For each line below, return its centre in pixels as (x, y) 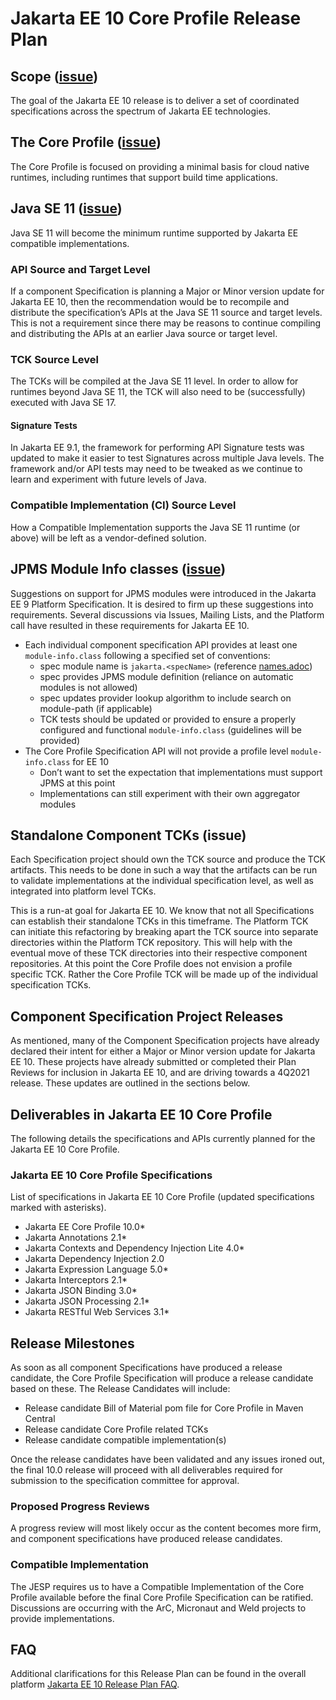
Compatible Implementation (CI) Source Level (123, 505)
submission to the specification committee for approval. (125, 1481)
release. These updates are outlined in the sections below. (130, 1083)
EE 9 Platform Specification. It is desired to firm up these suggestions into (162, 604)
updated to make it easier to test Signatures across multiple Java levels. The (167, 458)
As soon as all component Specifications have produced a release (146, 1368)
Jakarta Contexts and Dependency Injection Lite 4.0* (134, 1248)
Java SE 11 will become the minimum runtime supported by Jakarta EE (154, 233)
